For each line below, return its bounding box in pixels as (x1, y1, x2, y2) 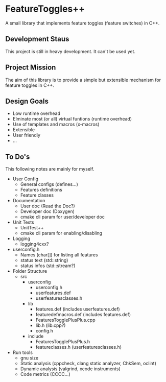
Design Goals (5, 97, 49, 105)
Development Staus (5, 35, 69, 43)
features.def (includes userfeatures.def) (35, 306, 120, 312)
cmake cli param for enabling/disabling (20, 230, 103, 236)
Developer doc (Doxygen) (20, 208, 75, 214)
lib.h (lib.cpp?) (35, 322, 66, 328)
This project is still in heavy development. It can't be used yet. (5, 48, 136, 54)
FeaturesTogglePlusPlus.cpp (35, 317, 96, 323)
